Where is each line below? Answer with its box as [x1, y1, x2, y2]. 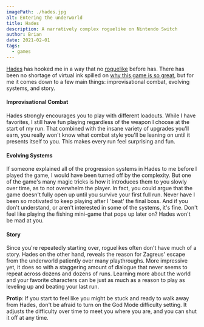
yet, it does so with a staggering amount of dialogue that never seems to [6, 264, 188, 271]
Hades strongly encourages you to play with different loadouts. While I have [6, 112, 196, 119]
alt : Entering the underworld [6, 15, 83, 21]
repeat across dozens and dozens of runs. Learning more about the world [6, 270, 191, 277]
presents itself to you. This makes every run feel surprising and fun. [6, 137, 175, 145]
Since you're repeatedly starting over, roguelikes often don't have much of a [6, 244, 197, 252]
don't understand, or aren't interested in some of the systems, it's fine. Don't [6, 204, 198, 212]
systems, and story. [6, 84, 56, 92]
